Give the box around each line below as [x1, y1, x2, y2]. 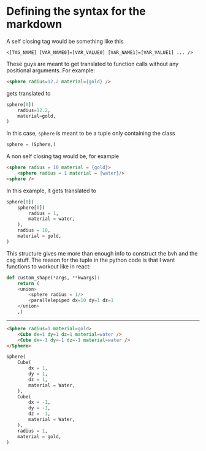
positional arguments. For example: [6, 66, 95, 74]
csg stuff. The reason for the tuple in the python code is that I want [6, 256, 175, 263]
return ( [17, 280, 40, 286]
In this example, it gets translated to [6, 187, 97, 194]
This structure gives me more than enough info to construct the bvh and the [6, 249, 198, 257]
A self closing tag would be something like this [6, 37, 124, 45]
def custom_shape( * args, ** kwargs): [6, 275, 100, 281]
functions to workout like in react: [6, 262, 91, 270]
